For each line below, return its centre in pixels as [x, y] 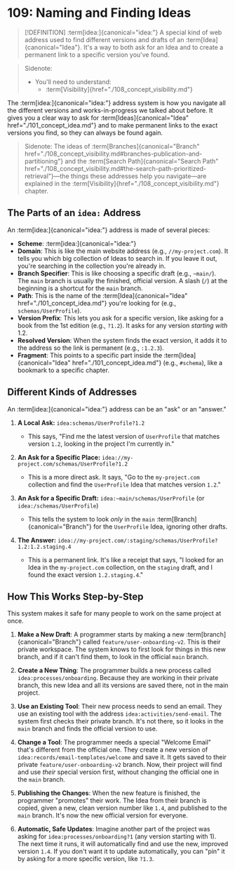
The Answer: [36, 540]
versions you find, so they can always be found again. [85, 132]
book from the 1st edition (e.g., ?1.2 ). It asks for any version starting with [122, 325]
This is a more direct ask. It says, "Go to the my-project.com [114, 477]
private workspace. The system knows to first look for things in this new [121, 649]
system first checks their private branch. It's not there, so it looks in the [120, 721]
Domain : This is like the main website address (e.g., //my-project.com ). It [123, 251]
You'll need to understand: [73, 81]
